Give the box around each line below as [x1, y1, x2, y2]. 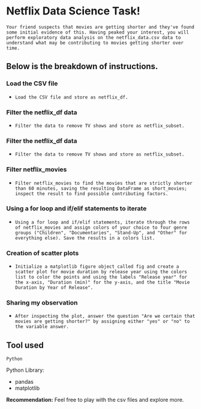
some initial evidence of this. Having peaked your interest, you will [6, 29, 189, 35]
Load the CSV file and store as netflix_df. [14, 94, 128, 100]
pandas [14, 378, 34, 386]
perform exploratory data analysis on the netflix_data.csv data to [6, 34, 181, 40]
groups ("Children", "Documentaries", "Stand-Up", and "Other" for [14, 229, 187, 235]
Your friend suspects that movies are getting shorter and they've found [6, 24, 195, 30]
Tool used [6, 340, 44, 350]
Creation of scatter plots [6, 249, 79, 257]
